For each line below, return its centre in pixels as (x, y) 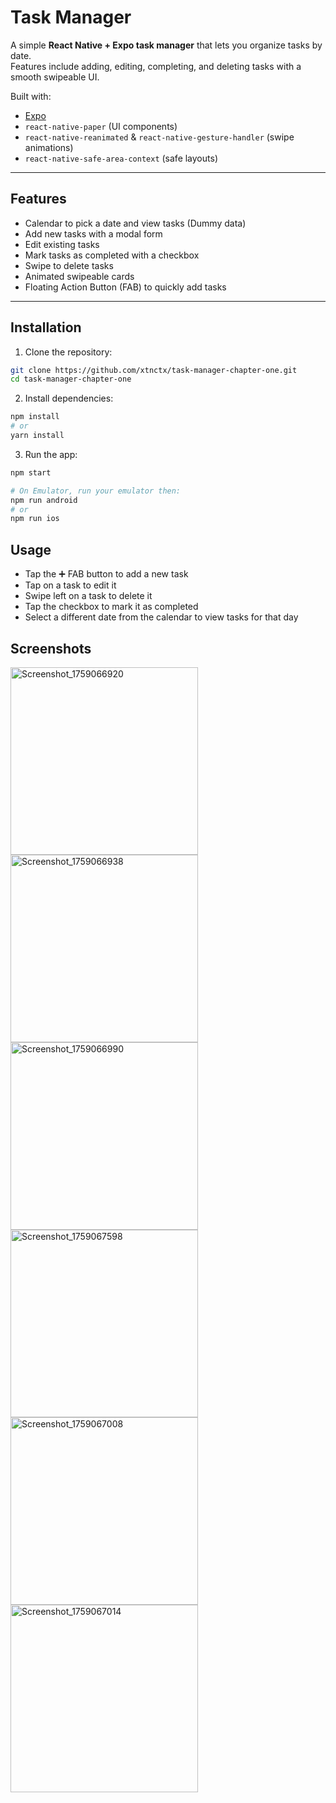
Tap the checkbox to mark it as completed (111, 607)
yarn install (37, 436)
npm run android (44, 500)
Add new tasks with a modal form (93, 233)
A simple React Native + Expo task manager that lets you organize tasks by (166, 45)
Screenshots (51, 648)
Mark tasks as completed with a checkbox (112, 255)
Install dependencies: (69, 398)
